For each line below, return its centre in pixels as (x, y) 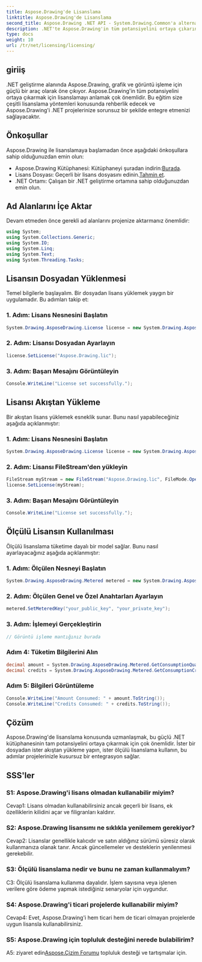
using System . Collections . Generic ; (51, 238)
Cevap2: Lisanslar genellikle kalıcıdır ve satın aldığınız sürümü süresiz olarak (101, 841)
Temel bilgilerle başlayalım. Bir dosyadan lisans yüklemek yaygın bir (90, 293)
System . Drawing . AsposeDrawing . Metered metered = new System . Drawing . (95, 581)
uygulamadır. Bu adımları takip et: (47, 300)
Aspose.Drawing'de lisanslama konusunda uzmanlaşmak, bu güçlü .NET (96, 737)
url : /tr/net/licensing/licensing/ (51, 46)
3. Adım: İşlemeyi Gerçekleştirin (54, 624)
